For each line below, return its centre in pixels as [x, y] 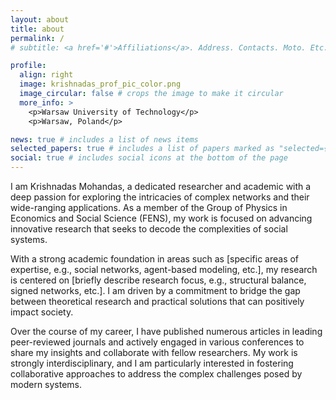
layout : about [40, 19]
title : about [37, 29]
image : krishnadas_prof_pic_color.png [100, 84]
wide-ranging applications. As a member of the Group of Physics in [149, 207]
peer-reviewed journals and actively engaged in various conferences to [157, 342]
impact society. [42, 312]
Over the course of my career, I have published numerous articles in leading [166, 331]
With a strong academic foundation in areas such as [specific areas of [155, 259]
